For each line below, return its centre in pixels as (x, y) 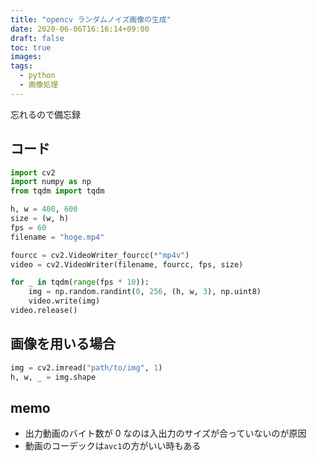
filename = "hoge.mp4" (57, 237)
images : (26, 57)
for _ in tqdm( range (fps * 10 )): (80, 282)
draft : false (37, 38)
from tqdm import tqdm (57, 191)
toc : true (31, 47)
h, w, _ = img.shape (53, 377)
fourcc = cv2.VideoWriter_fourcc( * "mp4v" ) (100, 255)
